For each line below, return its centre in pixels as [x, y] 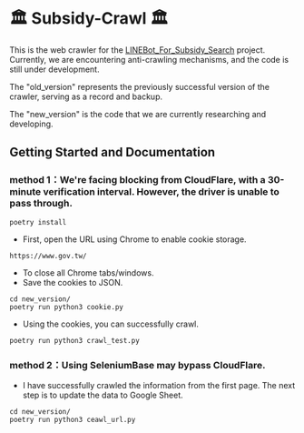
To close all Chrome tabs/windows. [88, 272]
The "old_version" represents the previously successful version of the [140, 86]
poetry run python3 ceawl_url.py [73, 419]
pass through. [41, 204]
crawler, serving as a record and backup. [86, 96]
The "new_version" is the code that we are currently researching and [138, 114]
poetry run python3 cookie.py [67, 307]
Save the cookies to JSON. [73, 282]
